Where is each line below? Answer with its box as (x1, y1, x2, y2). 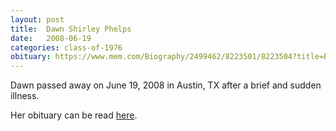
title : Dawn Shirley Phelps (10, 24, 132, 34)
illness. (10, 90, 40, 102)
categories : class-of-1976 (10, 42, 123, 53)
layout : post (10, 14, 65, 25)
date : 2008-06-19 (10, 33, 92, 43)
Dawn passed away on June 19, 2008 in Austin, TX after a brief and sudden (10, 79, 322, 91)
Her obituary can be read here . (10, 109, 138, 121)
